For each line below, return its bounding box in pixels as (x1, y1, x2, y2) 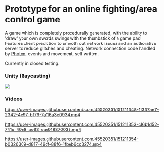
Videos (5, 95, 23, 102)
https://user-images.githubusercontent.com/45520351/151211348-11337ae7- (5, 107, 159, 112)
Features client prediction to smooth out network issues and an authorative (5, 40, 157, 46)
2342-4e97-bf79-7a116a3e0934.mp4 (5, 111, 81, 118)
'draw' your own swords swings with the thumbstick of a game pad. (5, 35, 142, 41)
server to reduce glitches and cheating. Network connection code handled (5, 45, 156, 51)
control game (5, 14, 60, 25)
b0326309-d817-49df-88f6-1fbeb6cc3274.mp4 (5, 141, 102, 147)
